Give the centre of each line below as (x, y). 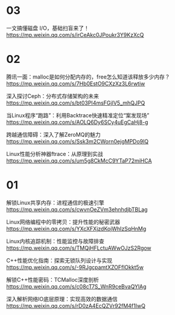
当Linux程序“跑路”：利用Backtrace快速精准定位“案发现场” (78, 115)
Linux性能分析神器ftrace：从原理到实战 (55, 154)
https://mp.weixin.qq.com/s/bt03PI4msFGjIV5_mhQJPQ (76, 103)
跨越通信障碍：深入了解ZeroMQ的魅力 (53, 134)
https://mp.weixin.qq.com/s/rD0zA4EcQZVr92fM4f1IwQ (76, 305)
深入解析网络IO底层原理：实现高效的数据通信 (62, 299)
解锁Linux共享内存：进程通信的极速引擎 (55, 203)
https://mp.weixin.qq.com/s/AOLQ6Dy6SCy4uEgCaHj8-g (77, 122)
